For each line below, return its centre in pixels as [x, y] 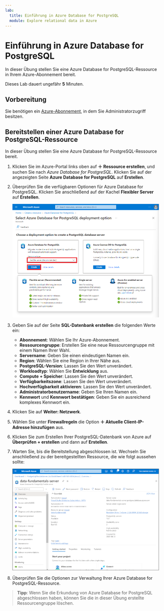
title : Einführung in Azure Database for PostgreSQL [64, 15]
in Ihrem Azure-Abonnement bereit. [41, 75]
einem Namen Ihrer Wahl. [45, 350]
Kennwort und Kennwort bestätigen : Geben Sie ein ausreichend [85, 397]
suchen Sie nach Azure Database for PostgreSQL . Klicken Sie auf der [82, 172]
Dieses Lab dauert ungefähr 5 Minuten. [44, 84]
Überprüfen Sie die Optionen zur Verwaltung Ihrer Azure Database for [82, 578]
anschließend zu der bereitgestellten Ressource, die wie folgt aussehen [84, 457]
